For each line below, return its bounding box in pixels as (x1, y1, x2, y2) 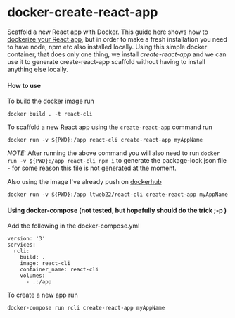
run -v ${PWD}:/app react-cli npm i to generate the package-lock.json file (7, 157, 227, 165)
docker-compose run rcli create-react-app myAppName (7, 305, 165, 312)
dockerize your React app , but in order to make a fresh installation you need (7, 35, 227, 43)
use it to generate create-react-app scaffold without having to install (7, 57, 205, 66)
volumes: (20, 272, 46, 279)
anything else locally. (7, 65, 69, 73)
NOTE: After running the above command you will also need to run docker (7, 149, 220, 157)
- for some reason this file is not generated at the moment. (7, 164, 177, 173)
